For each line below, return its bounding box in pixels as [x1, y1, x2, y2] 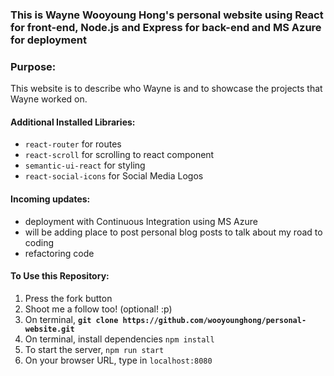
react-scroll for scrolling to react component [24, 149, 215, 161]
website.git [24, 324, 75, 334]
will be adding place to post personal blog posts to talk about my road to [24, 226, 323, 238]
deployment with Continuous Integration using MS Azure [24, 215, 258, 227]
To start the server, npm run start [24, 343, 165, 355]
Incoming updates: [10, 193, 91, 205]
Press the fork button [24, 292, 113, 304]
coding [24, 236, 55, 248]
